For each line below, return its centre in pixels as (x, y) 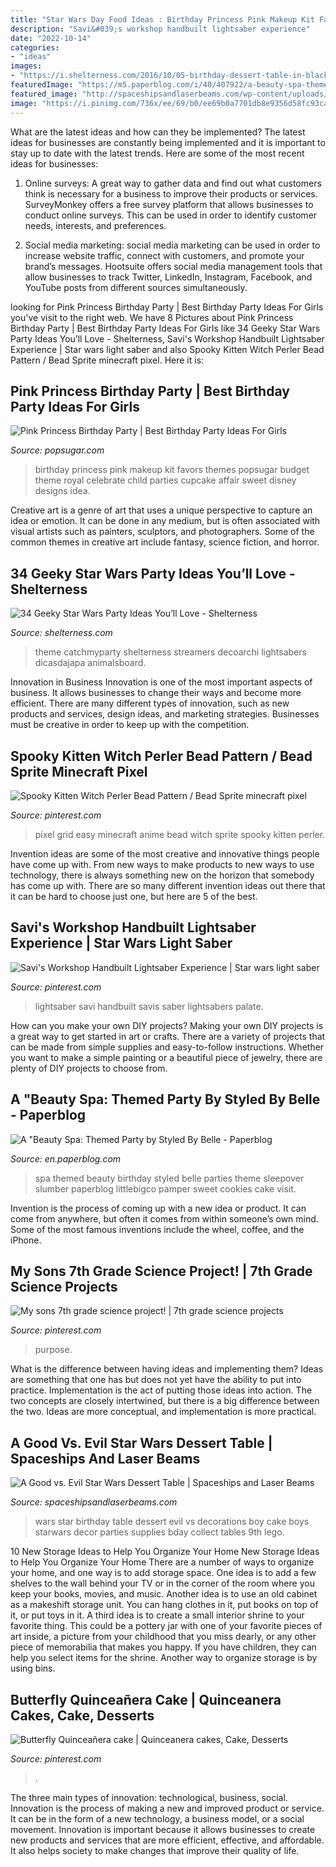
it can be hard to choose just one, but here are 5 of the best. (134, 896)
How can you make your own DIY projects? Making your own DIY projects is (167, 1025)
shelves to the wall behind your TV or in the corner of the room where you (162, 1583)
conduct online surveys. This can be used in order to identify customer (171, 215)
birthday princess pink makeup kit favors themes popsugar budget (172, 470)
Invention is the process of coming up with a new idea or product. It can (158, 1208)
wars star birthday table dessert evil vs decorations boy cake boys (172, 1522)
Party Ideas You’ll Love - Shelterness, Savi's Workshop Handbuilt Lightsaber (167, 338)
